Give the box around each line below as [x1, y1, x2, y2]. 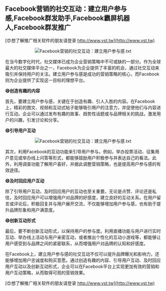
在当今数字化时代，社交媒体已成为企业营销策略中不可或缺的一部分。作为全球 [5, 59, 161, 65]
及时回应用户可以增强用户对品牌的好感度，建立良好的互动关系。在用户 [13, 194, 157, 200]
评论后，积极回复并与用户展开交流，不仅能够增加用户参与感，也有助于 [13, 201, 157, 207]
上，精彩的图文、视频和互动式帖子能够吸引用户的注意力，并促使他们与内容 [5, 104, 157, 110]
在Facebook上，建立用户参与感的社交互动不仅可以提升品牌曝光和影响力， [5, 251, 155, 257]
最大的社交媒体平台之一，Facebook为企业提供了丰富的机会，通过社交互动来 [5, 65, 160, 71]
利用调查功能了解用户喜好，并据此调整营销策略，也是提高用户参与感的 [13, 161, 157, 167]
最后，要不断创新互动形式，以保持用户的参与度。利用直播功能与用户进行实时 [5, 228, 161, 234]
